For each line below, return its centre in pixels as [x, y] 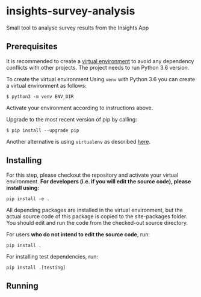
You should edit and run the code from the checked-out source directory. [97, 222]
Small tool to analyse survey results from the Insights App [78, 28]
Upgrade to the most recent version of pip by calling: [72, 119]
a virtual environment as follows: [47, 85]
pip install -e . [28, 199]
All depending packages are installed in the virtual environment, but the [95, 210]
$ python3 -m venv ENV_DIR [40, 96]
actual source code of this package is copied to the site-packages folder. [97, 216]
